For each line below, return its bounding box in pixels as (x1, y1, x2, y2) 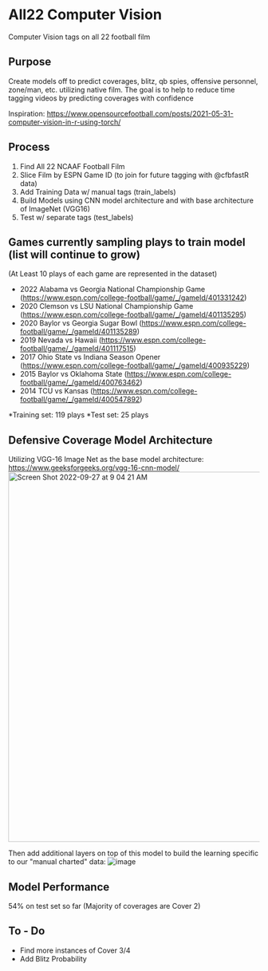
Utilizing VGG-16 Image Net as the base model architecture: (8, 455, 204, 464)
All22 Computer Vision (8, 6, 162, 24)
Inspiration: (8, 109, 45, 118)
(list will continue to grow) (8, 247, 141, 261)
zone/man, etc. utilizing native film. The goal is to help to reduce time (8, 85, 235, 94)
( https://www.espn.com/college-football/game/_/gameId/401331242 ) (19, 293, 247, 302)
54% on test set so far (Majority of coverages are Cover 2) (8, 902, 201, 910)
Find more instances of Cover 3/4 (19, 945, 131, 955)
